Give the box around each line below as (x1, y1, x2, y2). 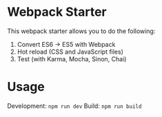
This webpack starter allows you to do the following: (7, 27, 156, 35)
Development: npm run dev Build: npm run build (7, 101, 142, 110)
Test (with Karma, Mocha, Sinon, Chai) (17, 54, 127, 63)
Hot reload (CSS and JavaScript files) (17, 47, 124, 56)
